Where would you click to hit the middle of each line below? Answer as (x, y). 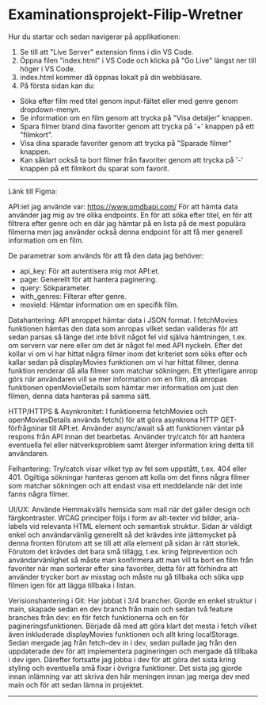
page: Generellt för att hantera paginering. (88, 279)
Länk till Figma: (33, 191)
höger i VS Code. (47, 68)
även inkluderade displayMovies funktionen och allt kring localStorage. (124, 634)
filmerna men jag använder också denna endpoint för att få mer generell (125, 232)
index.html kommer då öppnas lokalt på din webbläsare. (111, 77)
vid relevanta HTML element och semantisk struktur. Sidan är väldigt (141, 526)
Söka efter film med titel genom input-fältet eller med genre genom (129, 101)
